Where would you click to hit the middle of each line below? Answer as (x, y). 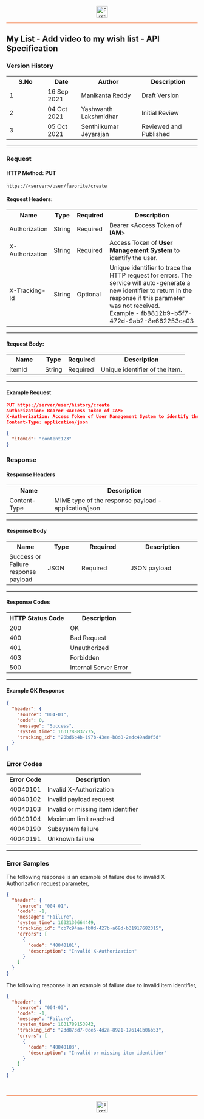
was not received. (134, 306)
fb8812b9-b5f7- (166, 313)
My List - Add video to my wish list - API (83, 39)
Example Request (29, 392)
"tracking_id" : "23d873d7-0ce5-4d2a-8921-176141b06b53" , (91, 1030)
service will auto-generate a (150, 283)
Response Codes (28, 602)
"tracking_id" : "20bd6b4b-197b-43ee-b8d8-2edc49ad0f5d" (90, 737)
